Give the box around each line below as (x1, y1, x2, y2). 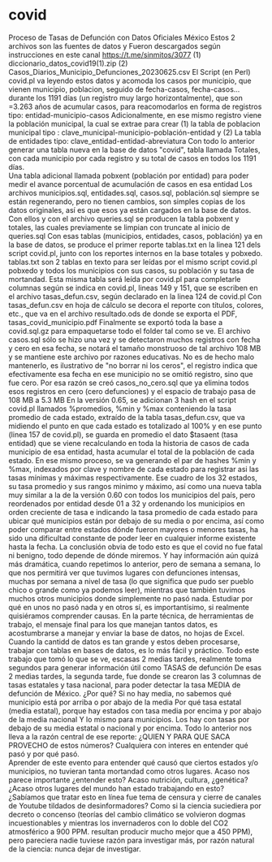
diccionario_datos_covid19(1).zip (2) (8, 58, 128, 68)
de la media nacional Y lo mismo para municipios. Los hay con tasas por (8, 714, 250, 724)
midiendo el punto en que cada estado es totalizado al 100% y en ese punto (8, 421, 262, 431)
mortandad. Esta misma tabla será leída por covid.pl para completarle (8, 274, 241, 284)
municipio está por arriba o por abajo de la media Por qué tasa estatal (8, 697, 242, 707)
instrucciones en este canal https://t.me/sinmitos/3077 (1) (8, 50, 201, 59)
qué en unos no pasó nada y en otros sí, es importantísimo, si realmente (8, 602, 250, 612)
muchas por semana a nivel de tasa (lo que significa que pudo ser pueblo (8, 576, 254, 586)
